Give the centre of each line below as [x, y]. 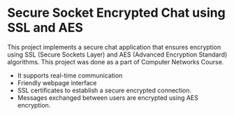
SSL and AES [45, 28]
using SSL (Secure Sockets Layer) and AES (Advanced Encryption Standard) [117, 55]
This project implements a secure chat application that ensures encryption [114, 47]
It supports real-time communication [70, 75]
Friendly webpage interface [57, 82]
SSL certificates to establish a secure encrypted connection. [104, 90]
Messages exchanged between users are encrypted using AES [108, 97]
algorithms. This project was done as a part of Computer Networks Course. [116, 61]
